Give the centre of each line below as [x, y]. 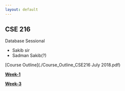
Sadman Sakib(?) [29, 55]
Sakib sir [21, 50]
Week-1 [13, 74]
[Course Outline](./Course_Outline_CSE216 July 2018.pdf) [63, 65]
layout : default [21, 9]
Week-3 [13, 84]
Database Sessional [25, 41]
